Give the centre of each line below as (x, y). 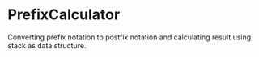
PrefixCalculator (64, 15)
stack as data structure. (47, 45)
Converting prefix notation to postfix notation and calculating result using (129, 37)
